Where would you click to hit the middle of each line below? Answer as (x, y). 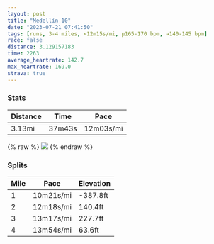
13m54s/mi (52, 230)
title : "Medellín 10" (39, 21)
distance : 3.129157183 (41, 47)
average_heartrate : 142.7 (45, 60)
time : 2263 (23, 54)
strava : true (27, 73)
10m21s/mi (52, 196)
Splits (17, 165)
